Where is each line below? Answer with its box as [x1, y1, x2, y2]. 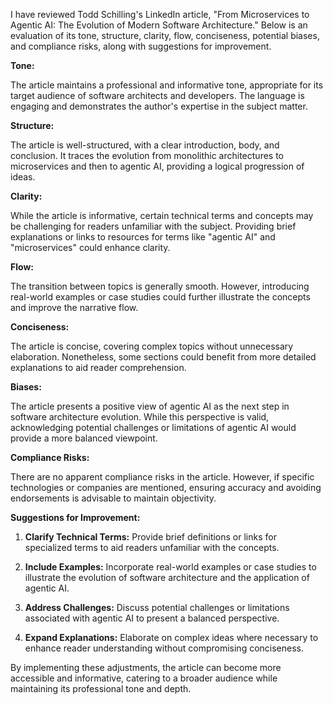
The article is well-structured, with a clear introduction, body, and [10, 139, 280, 151]
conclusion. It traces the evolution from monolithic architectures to [10, 150, 285, 161]
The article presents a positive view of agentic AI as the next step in [10, 400, 290, 412]
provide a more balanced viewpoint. [10, 432, 158, 444]
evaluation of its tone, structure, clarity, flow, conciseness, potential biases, [10, 30, 320, 41]
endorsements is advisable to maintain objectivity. [10, 492, 217, 504]
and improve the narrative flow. [10, 302, 139, 313]
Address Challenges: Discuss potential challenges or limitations [24, 602, 290, 613]
